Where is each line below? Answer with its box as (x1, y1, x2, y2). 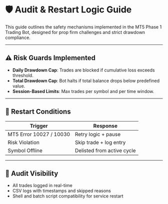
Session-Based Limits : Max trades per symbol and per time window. (12, 88, 154, 94)
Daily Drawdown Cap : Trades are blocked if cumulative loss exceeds (12, 67, 155, 73)
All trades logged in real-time (12, 182, 72, 188)
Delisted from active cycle (74, 147, 136, 154)
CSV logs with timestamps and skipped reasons (12, 188, 111, 194)
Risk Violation (7, 138, 40, 145)
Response (93, 122, 117, 129)
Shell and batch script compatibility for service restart (12, 193, 123, 199)
